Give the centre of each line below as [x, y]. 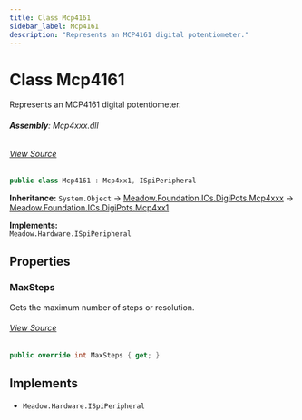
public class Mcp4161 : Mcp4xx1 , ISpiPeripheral [103, 181]
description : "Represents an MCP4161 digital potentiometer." [129, 34]
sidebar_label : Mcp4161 [54, 26]
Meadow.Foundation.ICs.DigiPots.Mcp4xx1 [89, 208]
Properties [40, 262]
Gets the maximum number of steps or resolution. [102, 307]
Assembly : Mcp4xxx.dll [54, 125]
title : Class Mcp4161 [50, 18]
